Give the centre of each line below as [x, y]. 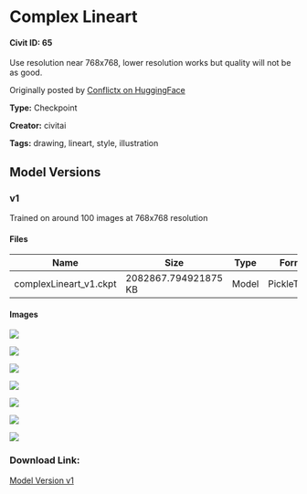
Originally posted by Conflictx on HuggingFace [97, 90]
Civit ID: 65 [31, 42]
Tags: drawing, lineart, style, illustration [84, 143]
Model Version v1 [42, 480]
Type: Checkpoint [43, 108]
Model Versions [55, 172]
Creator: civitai [38, 126]
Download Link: [45, 460]
